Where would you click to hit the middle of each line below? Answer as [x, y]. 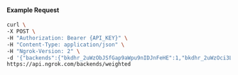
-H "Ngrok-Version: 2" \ [43, 51]
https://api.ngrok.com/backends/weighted [69, 64]
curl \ [16, 25]
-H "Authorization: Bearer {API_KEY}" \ [67, 38]
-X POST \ [21, 32]
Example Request [33, 10]
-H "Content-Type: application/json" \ [66, 45]
